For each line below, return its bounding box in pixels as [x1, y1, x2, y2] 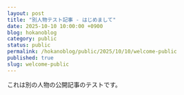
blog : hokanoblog [7, 29, 57, 36]
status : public [7, 42, 51, 49]
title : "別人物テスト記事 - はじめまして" [7, 16, 116, 23]
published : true [7, 55, 54, 62]
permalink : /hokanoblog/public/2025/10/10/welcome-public [7, 49, 177, 55]
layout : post [7, 10, 45, 17]
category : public [7, 36, 57, 42]
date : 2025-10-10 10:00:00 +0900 [7, 23, 103, 29]
